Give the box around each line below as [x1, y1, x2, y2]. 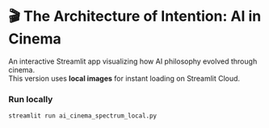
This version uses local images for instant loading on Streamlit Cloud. [8, 73, 241, 83]
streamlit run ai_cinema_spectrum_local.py [8, 112, 158, 120]
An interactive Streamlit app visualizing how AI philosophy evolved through [8, 56, 258, 66]
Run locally [8, 93, 53, 105]
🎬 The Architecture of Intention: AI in [8, 7, 262, 26]
